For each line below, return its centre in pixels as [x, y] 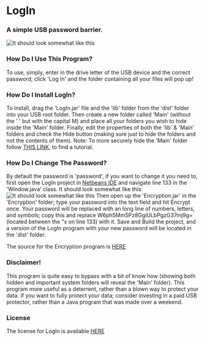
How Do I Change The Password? [57, 163]
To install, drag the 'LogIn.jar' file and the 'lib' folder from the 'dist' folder [98, 108]
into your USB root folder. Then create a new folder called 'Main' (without [99, 114]
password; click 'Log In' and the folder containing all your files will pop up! [100, 79]
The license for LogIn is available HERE [56, 331]
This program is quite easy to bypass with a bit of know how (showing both [101, 275]
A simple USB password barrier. [54, 30]
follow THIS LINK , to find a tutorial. [50, 147]
